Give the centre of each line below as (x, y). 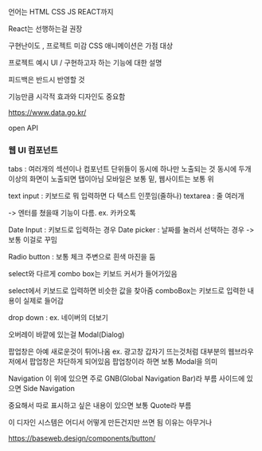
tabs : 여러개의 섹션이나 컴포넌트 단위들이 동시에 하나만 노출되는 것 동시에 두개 (130, 169)
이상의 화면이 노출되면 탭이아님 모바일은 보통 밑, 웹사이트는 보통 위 (111, 179)
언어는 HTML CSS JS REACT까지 (61, 12)
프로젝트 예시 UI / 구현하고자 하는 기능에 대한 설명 (85, 63)
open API (23, 128)
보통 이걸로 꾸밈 (33, 240)
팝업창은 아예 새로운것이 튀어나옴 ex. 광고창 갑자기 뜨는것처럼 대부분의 (117, 352)
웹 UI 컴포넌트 (33, 150)
